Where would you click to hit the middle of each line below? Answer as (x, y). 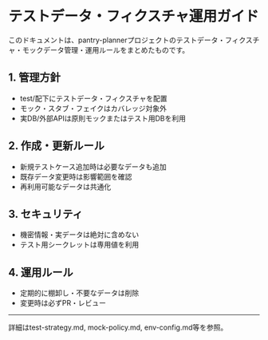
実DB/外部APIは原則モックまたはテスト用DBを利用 (102, 118)
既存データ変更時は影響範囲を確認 (76, 176)
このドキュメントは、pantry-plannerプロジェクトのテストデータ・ (117, 40)
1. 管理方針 (35, 78)
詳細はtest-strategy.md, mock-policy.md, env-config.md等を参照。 (118, 327)
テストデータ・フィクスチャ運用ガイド (134, 16)
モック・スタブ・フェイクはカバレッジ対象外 (93, 108)
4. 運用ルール (41, 272)
